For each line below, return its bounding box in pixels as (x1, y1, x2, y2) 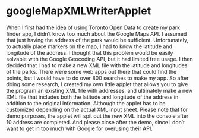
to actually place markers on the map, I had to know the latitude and (6, 43, 172, 50)
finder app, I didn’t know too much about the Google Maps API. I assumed (6, 30, 187, 37)
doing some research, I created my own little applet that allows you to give (6, 80, 188, 87)
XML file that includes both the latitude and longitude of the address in (6, 93, 179, 101)
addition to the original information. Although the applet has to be (6, 99, 166, 106)
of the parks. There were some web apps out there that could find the (6, 68, 177, 75)
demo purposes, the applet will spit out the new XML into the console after (6, 112, 189, 120)
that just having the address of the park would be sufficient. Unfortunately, (6, 36, 189, 43)
